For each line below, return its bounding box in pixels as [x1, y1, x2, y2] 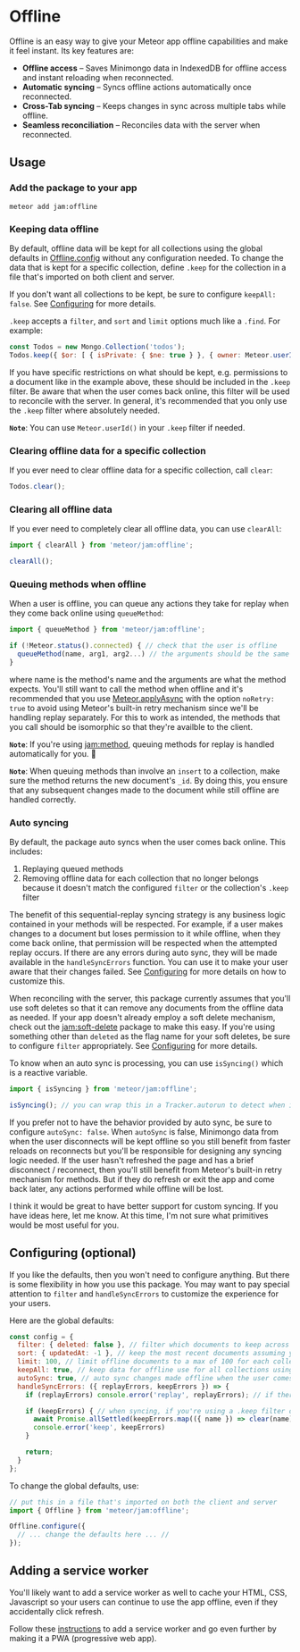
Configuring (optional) [9, 1245, 137, 1261]
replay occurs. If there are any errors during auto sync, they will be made [9, 947, 278, 958]
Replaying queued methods [21, 863, 124, 874]
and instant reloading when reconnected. [21, 71, 174, 82]
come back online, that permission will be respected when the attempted [9, 937, 278, 948]
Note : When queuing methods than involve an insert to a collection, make [9, 766, 280, 776]
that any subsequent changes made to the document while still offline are [9, 784, 279, 795]
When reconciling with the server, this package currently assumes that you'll [9, 993, 291, 1003]
